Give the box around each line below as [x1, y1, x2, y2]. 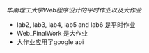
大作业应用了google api [16, 38, 84, 46]
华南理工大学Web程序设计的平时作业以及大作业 [6, 6, 142, 14]
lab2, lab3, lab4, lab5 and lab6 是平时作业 [16, 21, 136, 29]
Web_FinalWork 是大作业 [16, 30, 88, 37]
